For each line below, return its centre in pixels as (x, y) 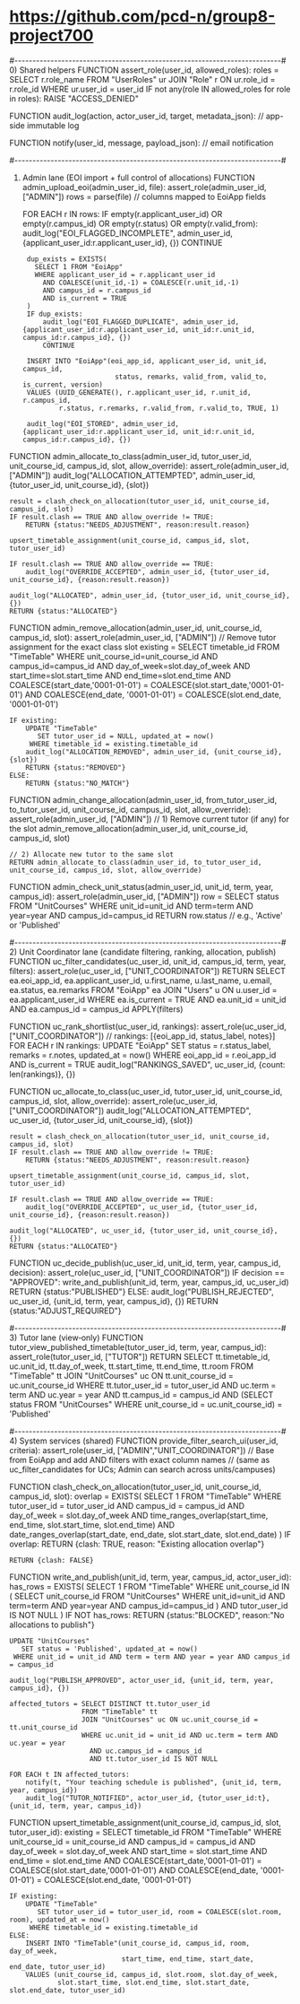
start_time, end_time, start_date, (188, 1959)
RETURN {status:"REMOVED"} (76, 767)
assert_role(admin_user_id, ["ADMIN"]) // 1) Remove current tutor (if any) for (149, 819)
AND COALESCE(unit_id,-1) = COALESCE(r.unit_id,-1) (141, 283)
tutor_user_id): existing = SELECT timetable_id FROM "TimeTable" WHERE (146, 1832)
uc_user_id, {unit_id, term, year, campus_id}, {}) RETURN (114, 1301)
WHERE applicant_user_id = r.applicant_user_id (125, 274)
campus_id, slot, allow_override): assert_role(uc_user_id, (113, 1101)
